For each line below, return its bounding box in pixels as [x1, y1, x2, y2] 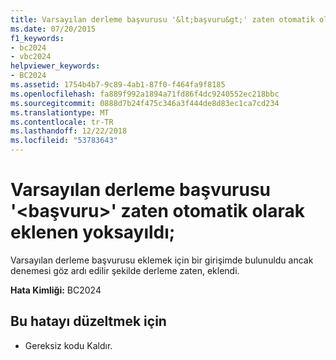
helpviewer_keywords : [10, 61, 101, 71]
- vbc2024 [10, 52, 52, 62]
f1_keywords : [10, 33, 65, 43]
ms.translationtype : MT [10, 107, 110, 118]
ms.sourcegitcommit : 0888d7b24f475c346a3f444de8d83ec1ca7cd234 [10, 98, 280, 108]
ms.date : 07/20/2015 [10, 24, 97, 34]
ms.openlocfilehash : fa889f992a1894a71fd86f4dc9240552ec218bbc [10, 89, 280, 99]
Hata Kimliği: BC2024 [10, 284, 102, 296]
